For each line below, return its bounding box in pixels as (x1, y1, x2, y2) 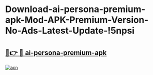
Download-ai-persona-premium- (5, 4, 145, 15)
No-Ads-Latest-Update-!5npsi (5, 25, 134, 36)
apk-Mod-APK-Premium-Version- (5, 14, 149, 26)
